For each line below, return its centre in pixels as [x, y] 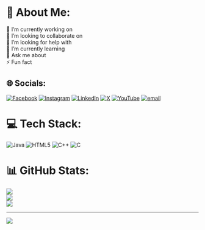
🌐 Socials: [26, 84]
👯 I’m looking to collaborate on [45, 35]
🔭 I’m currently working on [40, 29]
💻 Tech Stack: [44, 124]
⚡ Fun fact [19, 62]
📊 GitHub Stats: [48, 170]
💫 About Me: [38, 12]
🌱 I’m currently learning [36, 49]
